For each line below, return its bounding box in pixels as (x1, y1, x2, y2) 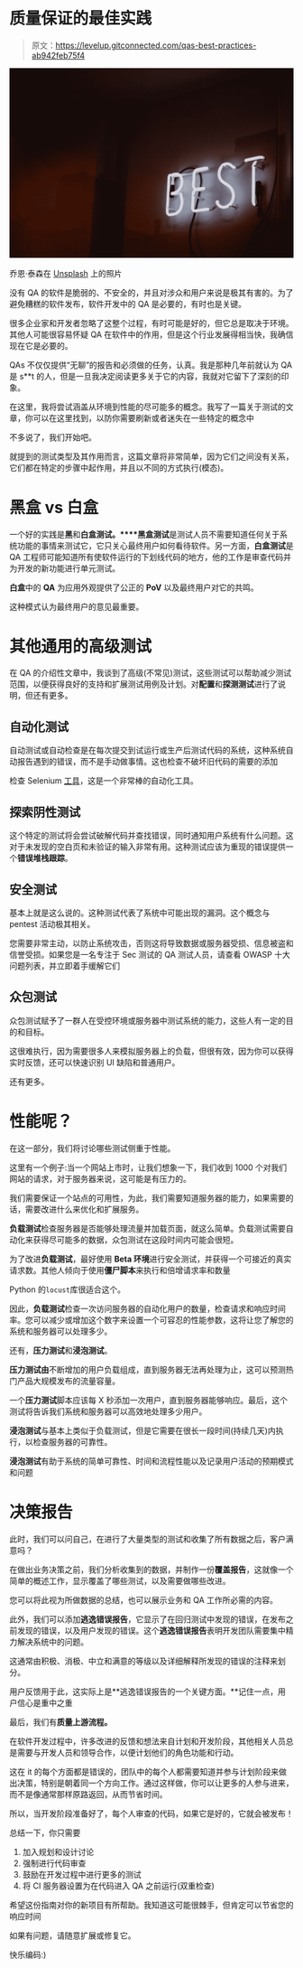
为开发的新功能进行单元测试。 (9, 562, 120, 574)
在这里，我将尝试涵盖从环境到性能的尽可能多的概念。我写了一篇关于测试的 (9, 401, 286, 412)
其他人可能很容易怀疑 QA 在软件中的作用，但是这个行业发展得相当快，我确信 (9, 329, 294, 340)
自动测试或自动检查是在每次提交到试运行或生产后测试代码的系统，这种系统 (9, 745, 286, 755)
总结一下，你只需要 (9, 1827, 81, 1838)
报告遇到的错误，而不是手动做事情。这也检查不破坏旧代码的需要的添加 (16, 756, 278, 767)
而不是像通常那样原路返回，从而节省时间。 (9, 1788, 168, 1799)
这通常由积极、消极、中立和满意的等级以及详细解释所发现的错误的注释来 (9, 1655, 278, 1666)
